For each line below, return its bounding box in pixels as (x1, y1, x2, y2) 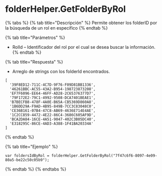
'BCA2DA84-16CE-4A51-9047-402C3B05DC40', (9, 117, 96, 122)
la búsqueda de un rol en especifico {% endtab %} (5, 25, 108, 31)
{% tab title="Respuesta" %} (5, 59, 64, 65)
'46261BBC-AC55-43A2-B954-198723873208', (9, 86, 96, 92)
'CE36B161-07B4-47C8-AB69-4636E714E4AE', (9, 108, 96, 113)
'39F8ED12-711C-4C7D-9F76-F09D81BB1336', (9, 82, 96, 87)
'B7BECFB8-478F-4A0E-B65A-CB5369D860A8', (9, 100, 96, 105)
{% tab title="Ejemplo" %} (5, 143, 58, 149)
